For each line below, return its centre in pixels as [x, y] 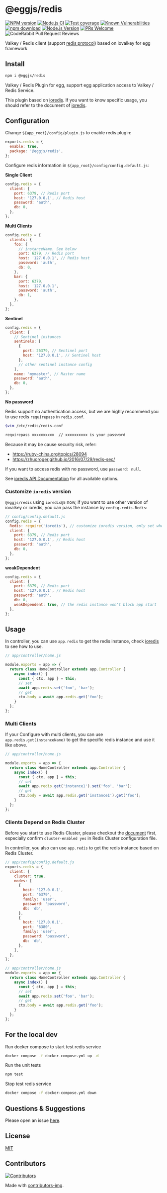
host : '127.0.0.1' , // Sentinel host [62, 356]
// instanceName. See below [47, 249]
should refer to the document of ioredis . [46, 105]
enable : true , [24, 147]
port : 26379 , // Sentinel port [55, 351]
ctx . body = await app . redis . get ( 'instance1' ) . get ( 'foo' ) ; [80, 796]
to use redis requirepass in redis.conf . [45, 417]
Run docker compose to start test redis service [53, 1047]
